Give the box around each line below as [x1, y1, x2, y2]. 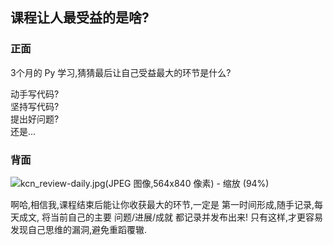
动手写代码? [10, 88, 60, 100]
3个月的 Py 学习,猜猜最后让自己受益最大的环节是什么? [10, 66, 232, 78]
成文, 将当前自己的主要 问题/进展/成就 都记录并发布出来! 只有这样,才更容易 [18, 211, 323, 223]
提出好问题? [10, 113, 60, 125]
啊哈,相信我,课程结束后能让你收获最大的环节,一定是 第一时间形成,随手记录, [10, 198, 315, 210]
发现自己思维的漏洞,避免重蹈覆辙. [10, 223, 148, 235]
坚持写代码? [10, 100, 60, 112]
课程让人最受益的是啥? [10, 9, 150, 27]
